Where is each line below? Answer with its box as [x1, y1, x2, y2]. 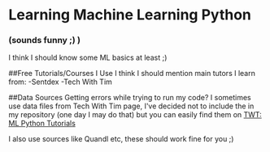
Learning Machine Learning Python [8, 6, 252, 24]
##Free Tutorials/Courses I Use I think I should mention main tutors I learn [8, 69, 256, 78]
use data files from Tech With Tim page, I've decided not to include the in [8, 101, 255, 111]
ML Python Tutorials [8, 119, 76, 129]
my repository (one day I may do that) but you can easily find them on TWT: [8, 110, 262, 120]
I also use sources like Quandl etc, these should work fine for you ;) [8, 134, 234, 144]
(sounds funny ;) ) [8, 35, 81, 46]
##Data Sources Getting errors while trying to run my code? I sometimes [8, 93, 252, 103]
